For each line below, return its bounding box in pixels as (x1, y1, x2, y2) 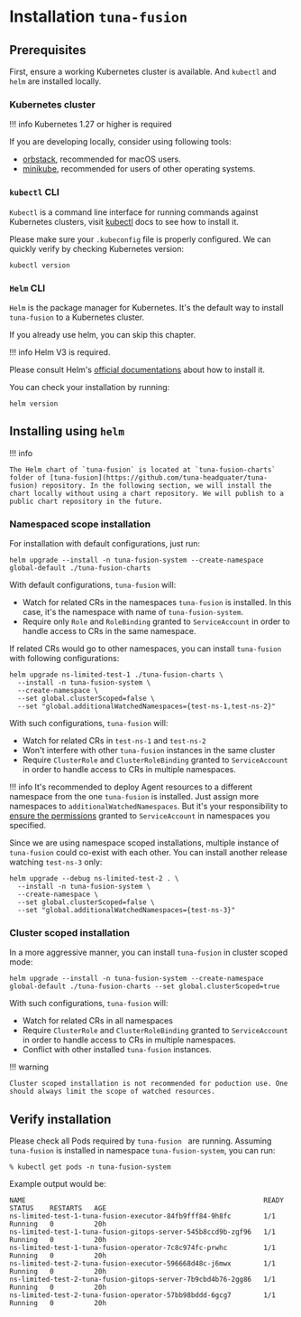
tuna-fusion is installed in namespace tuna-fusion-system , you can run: (9, 1145, 276, 1156)
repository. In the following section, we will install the (41, 481, 272, 490)
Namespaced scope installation (9, 518, 151, 530)
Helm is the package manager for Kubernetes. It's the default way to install (9, 302, 284, 313)
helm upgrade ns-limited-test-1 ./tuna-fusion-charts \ (9, 670, 223, 679)
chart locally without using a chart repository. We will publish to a (9, 489, 284, 498)
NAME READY (9, 1196, 284, 1205)
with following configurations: (9, 653, 120, 663)
